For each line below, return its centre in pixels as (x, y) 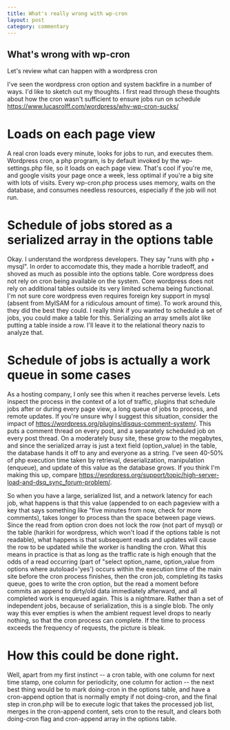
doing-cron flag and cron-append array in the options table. (92, 718)
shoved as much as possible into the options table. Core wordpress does (111, 274)
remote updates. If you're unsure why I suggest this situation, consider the (113, 416)
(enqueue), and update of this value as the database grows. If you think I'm (114, 468)
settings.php (25, 168)
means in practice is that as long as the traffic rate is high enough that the (112, 554)
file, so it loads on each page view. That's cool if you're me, (128, 168)
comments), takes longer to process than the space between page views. (111, 518)
